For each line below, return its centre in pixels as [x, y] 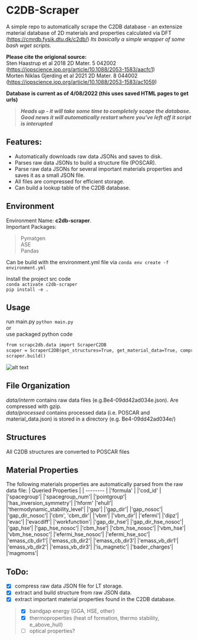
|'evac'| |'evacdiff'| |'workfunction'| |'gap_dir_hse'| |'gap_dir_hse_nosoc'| [95, 522]
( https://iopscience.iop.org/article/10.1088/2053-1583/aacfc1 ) [80, 69]
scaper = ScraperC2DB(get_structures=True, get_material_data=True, [92, 351]
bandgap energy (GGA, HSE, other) [72, 611]
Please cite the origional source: [47, 57]
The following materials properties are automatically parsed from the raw [95, 484]
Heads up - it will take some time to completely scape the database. [105, 111]
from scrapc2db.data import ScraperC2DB [57, 345]
